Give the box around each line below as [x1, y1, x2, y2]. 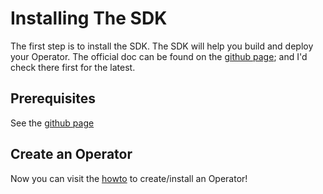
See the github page [10, 117, 95, 129]
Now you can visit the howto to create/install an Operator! [10, 172, 248, 184]
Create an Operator [10, 146, 133, 163]
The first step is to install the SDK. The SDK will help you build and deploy [10, 40, 314, 52]
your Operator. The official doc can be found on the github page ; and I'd [10, 50, 308, 62]
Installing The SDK [10, 7, 168, 30]
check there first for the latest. [10, 61, 136, 73]
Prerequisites [10, 90, 96, 107]
